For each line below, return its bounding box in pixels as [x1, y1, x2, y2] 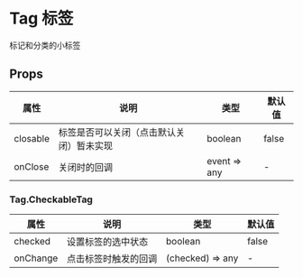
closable [14, 132, 50, 144]
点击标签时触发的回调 [66, 253, 158, 265]
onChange [14, 252, 59, 264]
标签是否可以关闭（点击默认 [58, 125, 177, 138]
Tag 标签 [9, 8, 74, 29]
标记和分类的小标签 [9, 40, 81, 51]
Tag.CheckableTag [9, 193, 93, 206]
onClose [14, 160, 50, 172]
